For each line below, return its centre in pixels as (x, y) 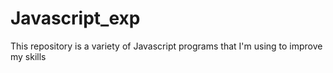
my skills (28, 56)
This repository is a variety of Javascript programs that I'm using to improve (166, 46)
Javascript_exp (75, 18)
